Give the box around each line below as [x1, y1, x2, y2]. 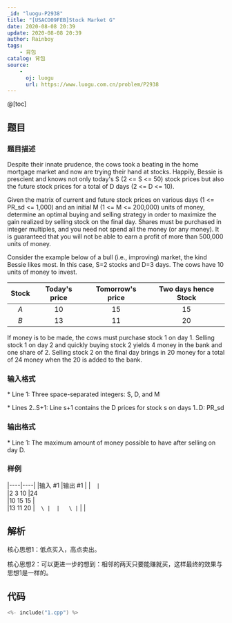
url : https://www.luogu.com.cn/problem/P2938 [25, 81, 159, 88]
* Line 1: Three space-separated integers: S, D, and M [7, 390, 160, 398]
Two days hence [158, 284, 215, 294]
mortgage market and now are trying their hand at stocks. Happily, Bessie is [7, 167, 223, 176]
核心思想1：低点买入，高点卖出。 [7, 545, 101, 553]
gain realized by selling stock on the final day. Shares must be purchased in [7, 217, 222, 225]
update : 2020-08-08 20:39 [7, 29, 81, 37]
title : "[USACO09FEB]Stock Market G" [7, 17, 116, 24]
